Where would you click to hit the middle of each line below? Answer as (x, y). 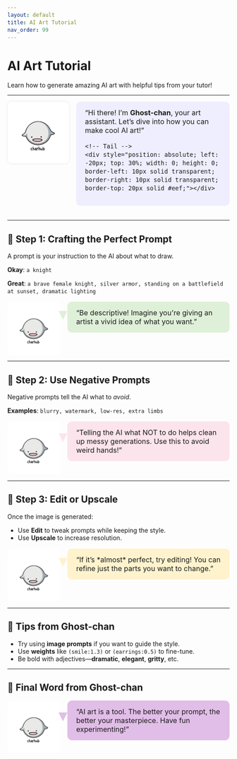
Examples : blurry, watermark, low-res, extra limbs (85, 411)
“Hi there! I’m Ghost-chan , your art (143, 113)
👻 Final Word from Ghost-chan (75, 687)
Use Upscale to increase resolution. (69, 538)
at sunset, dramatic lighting (52, 292)
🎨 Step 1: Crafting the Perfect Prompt (90, 239)
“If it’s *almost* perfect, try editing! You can (148, 560)
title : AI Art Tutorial (42, 22)
